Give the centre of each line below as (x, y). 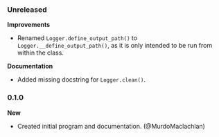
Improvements (29, 25)
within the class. (41, 53)
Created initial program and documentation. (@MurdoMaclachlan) (111, 126)
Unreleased (27, 10)
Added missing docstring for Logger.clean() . (81, 80)
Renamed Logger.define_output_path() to (77, 38)
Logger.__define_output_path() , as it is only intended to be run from (115, 46)
